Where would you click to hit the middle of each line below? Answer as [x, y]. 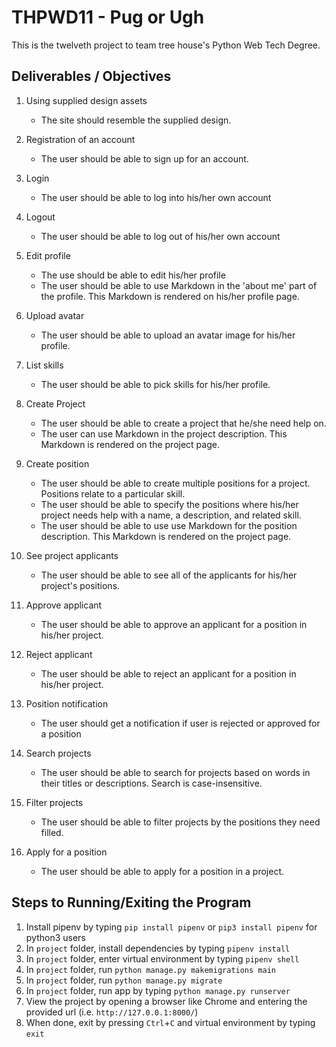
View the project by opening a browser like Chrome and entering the [166, 1001]
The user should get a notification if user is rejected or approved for [180, 723]
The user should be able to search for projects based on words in [175, 772]
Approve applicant [64, 605]
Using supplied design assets [86, 100]
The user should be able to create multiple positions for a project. [175, 483]
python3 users [55, 937]
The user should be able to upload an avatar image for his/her [168, 335]
